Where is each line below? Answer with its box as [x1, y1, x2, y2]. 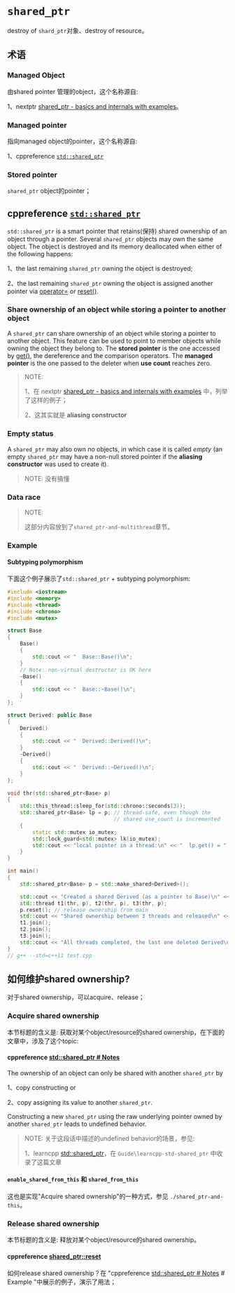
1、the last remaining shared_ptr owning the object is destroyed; [7, 265, 193, 273]
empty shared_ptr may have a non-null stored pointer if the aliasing [7, 452, 203, 460]
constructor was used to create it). [7, 460, 109, 468]
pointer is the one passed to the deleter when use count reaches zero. [7, 359, 212, 368]
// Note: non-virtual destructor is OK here [20, 666, 152, 673]
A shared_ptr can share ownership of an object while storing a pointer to [7, 329, 217, 338]
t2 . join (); [20, 926, 52, 933]
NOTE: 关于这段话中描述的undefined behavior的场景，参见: [24, 1134, 195, 1142]
